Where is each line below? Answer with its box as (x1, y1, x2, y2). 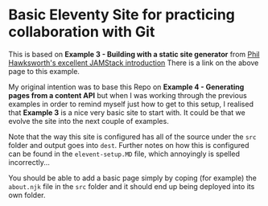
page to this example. (8, 66, 80, 76)
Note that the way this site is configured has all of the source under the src (8, 131, 257, 142)
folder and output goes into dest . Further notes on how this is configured (8, 140, 249, 150)
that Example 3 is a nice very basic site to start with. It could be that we (8, 107, 245, 117)
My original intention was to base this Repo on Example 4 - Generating (8, 82, 245, 92)
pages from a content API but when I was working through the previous (8, 90, 247, 100)
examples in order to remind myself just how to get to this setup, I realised (8, 99, 254, 109)
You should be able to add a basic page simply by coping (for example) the (8, 173, 258, 183)
